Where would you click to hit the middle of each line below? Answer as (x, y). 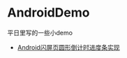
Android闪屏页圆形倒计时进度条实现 (68, 47)
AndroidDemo (48, 13)
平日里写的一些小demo (40, 32)
